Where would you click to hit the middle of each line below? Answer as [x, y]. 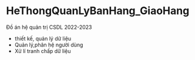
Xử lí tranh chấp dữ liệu [43, 51]
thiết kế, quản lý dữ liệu [43, 38]
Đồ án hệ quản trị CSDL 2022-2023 [49, 27]
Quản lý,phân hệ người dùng [49, 45]
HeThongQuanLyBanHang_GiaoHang [98, 11]
